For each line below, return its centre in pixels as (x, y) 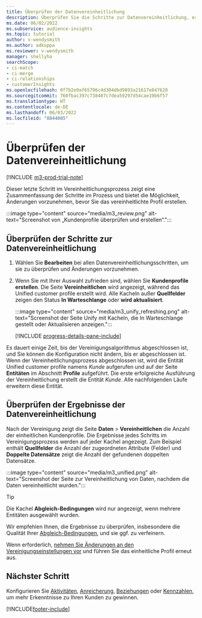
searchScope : (23, 62)
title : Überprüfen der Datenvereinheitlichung (66, 12)
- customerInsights (31, 85)
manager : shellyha (29, 57)
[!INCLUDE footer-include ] (38, 609)
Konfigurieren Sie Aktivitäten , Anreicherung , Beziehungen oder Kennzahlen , (100, 591)
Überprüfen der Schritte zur (60, 239)
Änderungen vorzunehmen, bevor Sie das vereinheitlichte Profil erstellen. (97, 202)
